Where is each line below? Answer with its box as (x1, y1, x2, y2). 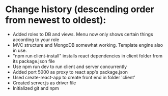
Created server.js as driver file (12, 80, 76, 86)
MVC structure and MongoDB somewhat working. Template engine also (12, 42, 163, 48)
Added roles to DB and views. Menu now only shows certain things (12, 31, 154, 37)
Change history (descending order (5, 4, 154, 15)
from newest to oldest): (5, 14, 106, 26)
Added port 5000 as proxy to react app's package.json (12, 69, 128, 75)
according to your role (12, 37, 60, 43)
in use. (12, 47, 27, 53)
